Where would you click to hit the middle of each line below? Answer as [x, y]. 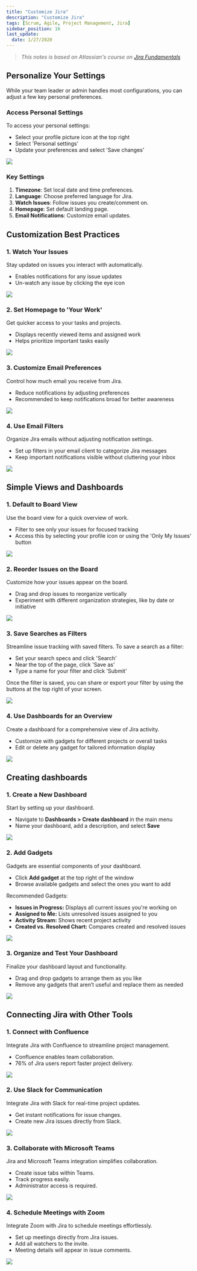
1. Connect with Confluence [48, 1032]
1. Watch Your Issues [37, 252]
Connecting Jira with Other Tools [70, 1015]
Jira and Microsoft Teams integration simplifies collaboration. [82, 1161]
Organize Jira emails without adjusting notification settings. [80, 439]
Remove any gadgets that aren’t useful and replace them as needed [99, 984]
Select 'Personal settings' [47, 144]
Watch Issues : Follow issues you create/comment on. [82, 203]
